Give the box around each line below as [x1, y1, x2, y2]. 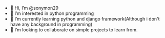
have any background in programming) [10, 21, 93, 27]
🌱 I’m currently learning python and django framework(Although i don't [10, 16, 160, 22]
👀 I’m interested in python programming [10, 10, 94, 16]
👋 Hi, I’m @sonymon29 [10, 5, 59, 11]
